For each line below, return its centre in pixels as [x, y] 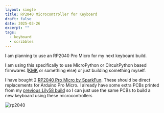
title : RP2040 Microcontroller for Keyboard [51, 14]
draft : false [18, 19]
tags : [11, 32]
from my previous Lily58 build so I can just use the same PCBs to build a [78, 90]
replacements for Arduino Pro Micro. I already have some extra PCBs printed [82, 85]
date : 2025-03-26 [23, 23]
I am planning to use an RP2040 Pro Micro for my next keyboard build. [76, 56]
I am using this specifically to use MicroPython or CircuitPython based [76, 65]
